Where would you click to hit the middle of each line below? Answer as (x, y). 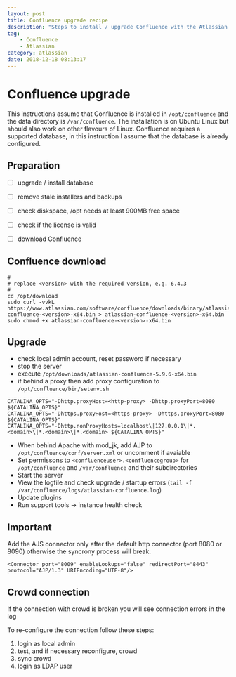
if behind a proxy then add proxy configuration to (88, 381)
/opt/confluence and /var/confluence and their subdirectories (107, 468)
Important (29, 527)
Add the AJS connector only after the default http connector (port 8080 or (115, 544)
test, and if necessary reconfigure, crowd (77, 651)
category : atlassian (38, 53)
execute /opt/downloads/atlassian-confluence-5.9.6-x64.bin (107, 374)
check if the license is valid (57, 225)
